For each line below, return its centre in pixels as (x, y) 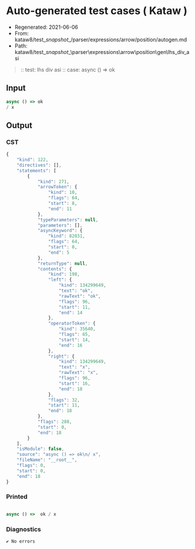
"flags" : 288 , (55, 422)
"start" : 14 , (75, 340)
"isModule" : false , (41, 449)
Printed (17, 497)
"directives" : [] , (39, 165)
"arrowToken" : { (57, 187)
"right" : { (61, 356)
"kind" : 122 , (33, 160)
